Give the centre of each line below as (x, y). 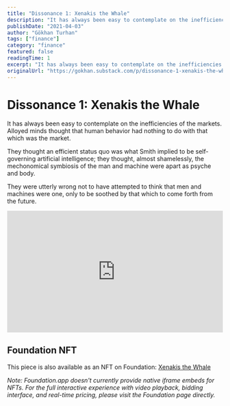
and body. (21, 174)
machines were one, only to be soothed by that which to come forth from (110, 194)
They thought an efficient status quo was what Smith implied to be (101, 152)
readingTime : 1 (29, 58)
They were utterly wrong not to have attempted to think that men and (104, 187)
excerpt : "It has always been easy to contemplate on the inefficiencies (115, 64)
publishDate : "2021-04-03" (46, 26)
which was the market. (39, 139)
